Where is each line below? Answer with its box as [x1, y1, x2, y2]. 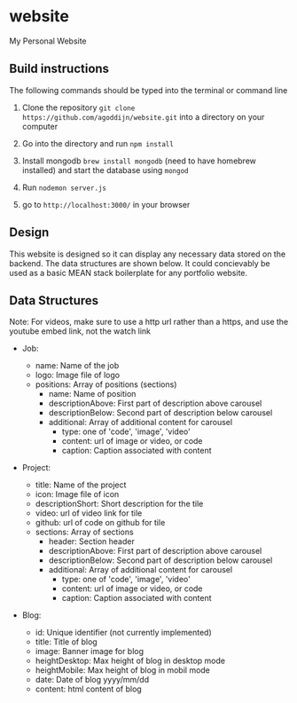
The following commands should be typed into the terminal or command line [9, 84, 288, 95]
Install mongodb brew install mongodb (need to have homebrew [21, 155, 257, 166]
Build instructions [9, 61, 109, 76]
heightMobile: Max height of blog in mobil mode [35, 665, 211, 675]
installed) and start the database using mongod [21, 164, 189, 175]
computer [21, 121, 59, 131]
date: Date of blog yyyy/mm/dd [35, 675, 149, 685]
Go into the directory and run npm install [21, 138, 175, 148]
